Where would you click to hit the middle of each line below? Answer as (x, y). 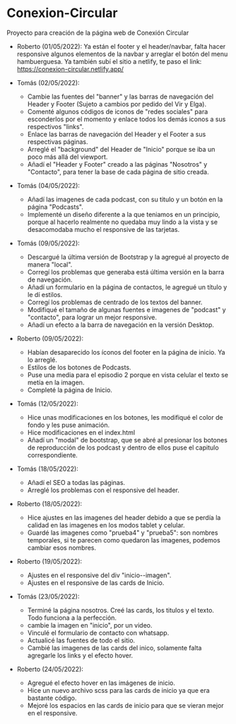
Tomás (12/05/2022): (47, 403)
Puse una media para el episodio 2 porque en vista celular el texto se (128, 374)
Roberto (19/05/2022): (49, 561)
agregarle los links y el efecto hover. (80, 655)
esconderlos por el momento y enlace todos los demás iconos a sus (126, 119)
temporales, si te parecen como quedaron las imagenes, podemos (124, 540)
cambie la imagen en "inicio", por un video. (90, 625)
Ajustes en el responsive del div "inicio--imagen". (99, 575)
